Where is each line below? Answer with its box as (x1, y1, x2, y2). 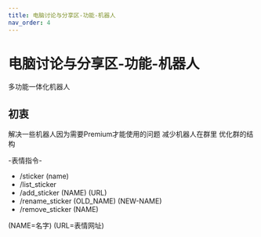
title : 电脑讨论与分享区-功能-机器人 (8, 11, 116, 20)
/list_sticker (19, 180, 57, 189)
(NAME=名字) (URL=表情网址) (8, 221, 104, 231)
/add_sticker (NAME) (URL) (19, 189, 107, 198)
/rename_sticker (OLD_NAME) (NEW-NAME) (19, 196, 162, 206)
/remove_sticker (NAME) (19, 205, 100, 214)
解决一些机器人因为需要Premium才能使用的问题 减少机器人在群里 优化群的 (8, 130, 247, 139)
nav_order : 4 (8, 19, 51, 27)
